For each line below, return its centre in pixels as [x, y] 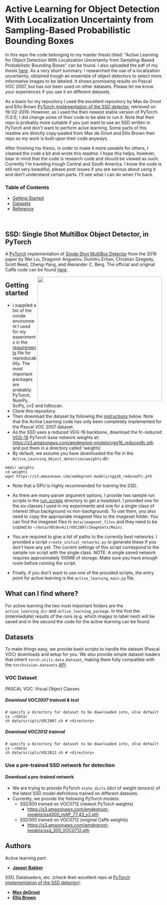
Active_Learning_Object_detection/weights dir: [61, 458]
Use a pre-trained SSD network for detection [60, 765]
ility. [17, 363]
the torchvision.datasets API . [36, 665]
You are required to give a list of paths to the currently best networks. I [85, 537]
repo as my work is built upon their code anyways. [57, 138]
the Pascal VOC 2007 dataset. [43, 427]
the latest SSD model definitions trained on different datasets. [75, 793]
